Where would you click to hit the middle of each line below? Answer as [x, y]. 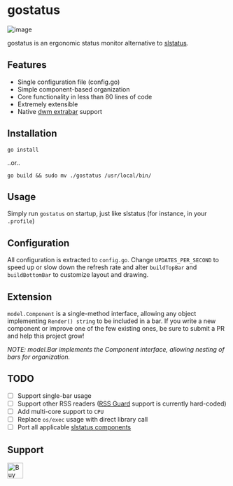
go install [23, 150]
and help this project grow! [46, 336]
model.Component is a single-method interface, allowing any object [102, 314]
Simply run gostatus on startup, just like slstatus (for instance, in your [107, 214]
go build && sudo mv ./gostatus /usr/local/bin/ [79, 176]
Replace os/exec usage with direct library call [83, 419]
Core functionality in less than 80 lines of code [85, 97]
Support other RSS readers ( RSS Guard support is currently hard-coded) [122, 403]
